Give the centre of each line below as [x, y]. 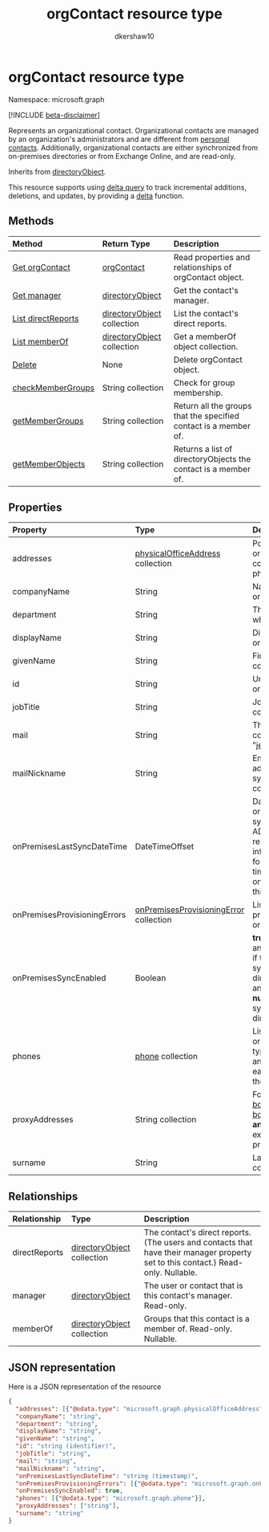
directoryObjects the [212, 458]
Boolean [151, 978]
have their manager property [198, 1253]
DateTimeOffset [165, 846]
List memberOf [40, 341]
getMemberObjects [49, 464]
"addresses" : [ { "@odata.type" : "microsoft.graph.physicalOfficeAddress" [139, 1409]
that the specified [207, 416]
